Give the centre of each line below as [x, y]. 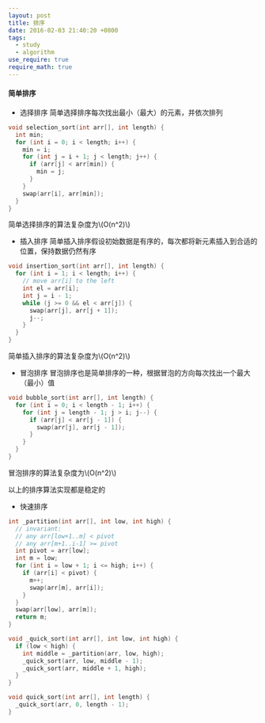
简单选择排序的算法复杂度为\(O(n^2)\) [69, 225]
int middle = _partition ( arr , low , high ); [93, 653]
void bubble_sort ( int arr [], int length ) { [81, 398]
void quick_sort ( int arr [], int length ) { [79, 698]
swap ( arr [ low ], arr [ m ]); [56, 610]
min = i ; [37, 150]
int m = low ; [37, 558]
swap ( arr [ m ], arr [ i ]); [66, 588]
